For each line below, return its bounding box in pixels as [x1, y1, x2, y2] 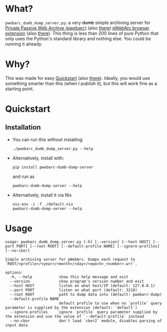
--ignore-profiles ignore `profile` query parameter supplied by [9, 309, 157, 314]
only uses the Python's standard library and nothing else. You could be [5, 36, 151, 42]
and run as [12, 174, 35, 180]
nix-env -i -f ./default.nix [12, 202, 73, 207]
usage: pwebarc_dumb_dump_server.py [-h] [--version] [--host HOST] [5, 239, 151, 244]
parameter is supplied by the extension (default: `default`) [5, 305, 137, 310]
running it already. [5, 41, 42, 47]
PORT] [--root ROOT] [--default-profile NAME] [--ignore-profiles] [16, 244, 160, 249]
